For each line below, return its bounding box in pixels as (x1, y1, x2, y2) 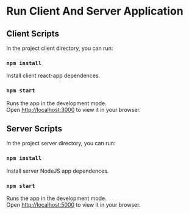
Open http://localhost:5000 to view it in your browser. (6, 201, 141, 208)
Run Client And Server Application (6, 4, 184, 18)
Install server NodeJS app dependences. (6, 167, 109, 174)
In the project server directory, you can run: (6, 140, 116, 147)
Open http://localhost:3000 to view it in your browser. (6, 106, 141, 113)
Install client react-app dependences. (6, 72, 101, 80)
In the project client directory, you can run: (6, 44, 113, 52)
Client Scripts (6, 29, 60, 39)
